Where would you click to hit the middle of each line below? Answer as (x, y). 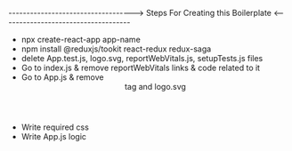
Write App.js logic (53, 136)
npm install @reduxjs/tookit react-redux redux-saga (116, 49)
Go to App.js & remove (62, 77)
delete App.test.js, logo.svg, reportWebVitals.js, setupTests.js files (142, 58)
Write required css (55, 127)
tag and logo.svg (155, 87)
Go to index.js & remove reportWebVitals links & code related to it (140, 68)
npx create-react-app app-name (81, 40)
